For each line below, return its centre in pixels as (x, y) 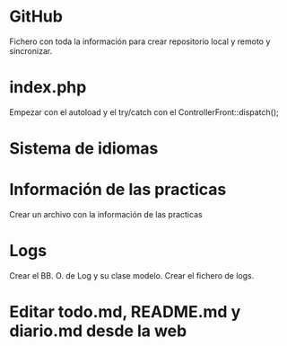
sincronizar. (31, 50)
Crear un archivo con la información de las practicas (106, 214)
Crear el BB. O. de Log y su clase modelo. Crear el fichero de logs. (132, 275)
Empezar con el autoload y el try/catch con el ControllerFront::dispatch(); (144, 112)
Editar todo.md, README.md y (125, 312)
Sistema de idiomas (84, 149)
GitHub (36, 17)
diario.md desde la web (98, 331)
